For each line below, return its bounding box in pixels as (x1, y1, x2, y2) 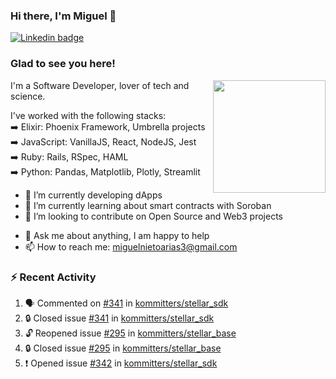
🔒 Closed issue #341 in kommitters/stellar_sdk (24, 312, 215, 324)
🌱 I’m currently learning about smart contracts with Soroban (24, 199, 272, 211)
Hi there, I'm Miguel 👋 (10, 9, 117, 23)
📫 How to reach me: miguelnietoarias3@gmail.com (24, 240, 238, 253)
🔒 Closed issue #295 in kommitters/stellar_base (24, 342, 222, 354)
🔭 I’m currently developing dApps (24, 189, 163, 201)
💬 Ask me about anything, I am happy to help (24, 229, 210, 241)
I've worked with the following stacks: (10, 109, 167, 121)
